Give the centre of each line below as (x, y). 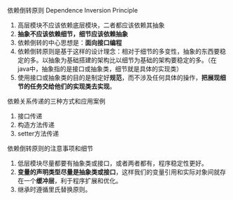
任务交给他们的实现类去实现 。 (73, 86)
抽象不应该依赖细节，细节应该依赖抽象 (72, 34)
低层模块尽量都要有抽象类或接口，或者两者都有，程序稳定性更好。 (112, 163)
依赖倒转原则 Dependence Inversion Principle (73, 10)
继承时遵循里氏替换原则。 (54, 190)
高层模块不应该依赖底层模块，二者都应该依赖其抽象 (91, 25)
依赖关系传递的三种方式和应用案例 (56, 101)
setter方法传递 (38, 134)
